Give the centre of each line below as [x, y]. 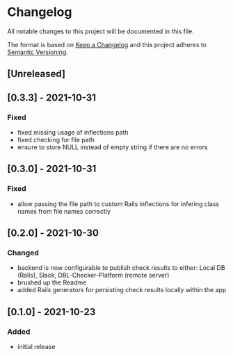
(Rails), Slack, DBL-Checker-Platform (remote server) [93, 276]
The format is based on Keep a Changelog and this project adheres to [107, 44]
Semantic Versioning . [38, 52]
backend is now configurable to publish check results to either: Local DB [121, 268]
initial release [36, 347]
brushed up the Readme [52, 282]
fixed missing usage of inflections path [73, 133]
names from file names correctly [64, 211]
